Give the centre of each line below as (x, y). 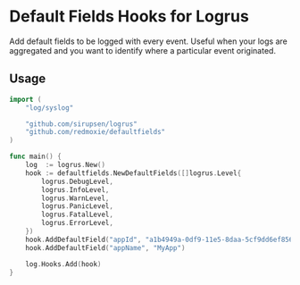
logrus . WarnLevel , (75, 198)
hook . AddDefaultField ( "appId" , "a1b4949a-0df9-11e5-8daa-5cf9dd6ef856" (161, 239)
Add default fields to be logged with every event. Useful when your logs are (148, 41)
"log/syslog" (50, 108)
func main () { (36, 157)
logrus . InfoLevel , (75, 189)
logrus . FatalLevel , (78, 215)
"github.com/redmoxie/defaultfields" (96, 132)
